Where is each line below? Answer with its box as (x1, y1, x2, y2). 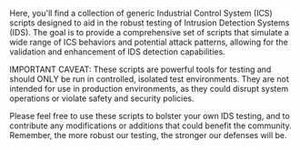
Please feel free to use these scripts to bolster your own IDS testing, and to (9, 111, 291, 121)
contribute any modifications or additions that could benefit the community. (9, 120, 293, 131)
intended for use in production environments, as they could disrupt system (9, 84, 289, 94)
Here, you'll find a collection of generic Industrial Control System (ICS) (9, 8, 273, 18)
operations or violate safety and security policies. (9, 93, 195, 104)
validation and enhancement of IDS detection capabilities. (9, 46, 225, 57)
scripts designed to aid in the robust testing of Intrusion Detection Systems (9, 17, 290, 28)
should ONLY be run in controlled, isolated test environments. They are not (9, 74, 289, 85)
